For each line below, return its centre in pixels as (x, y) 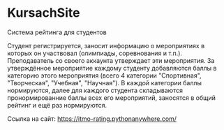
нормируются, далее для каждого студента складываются (95, 90)
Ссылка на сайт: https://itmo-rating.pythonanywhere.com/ (92, 118)
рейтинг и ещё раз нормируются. (57, 105)
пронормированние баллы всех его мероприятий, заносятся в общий (112, 97)
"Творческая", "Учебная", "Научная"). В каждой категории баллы (105, 82)
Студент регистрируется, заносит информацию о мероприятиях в (106, 45)
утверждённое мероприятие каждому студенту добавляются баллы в (112, 68)
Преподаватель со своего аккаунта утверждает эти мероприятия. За (111, 60)
